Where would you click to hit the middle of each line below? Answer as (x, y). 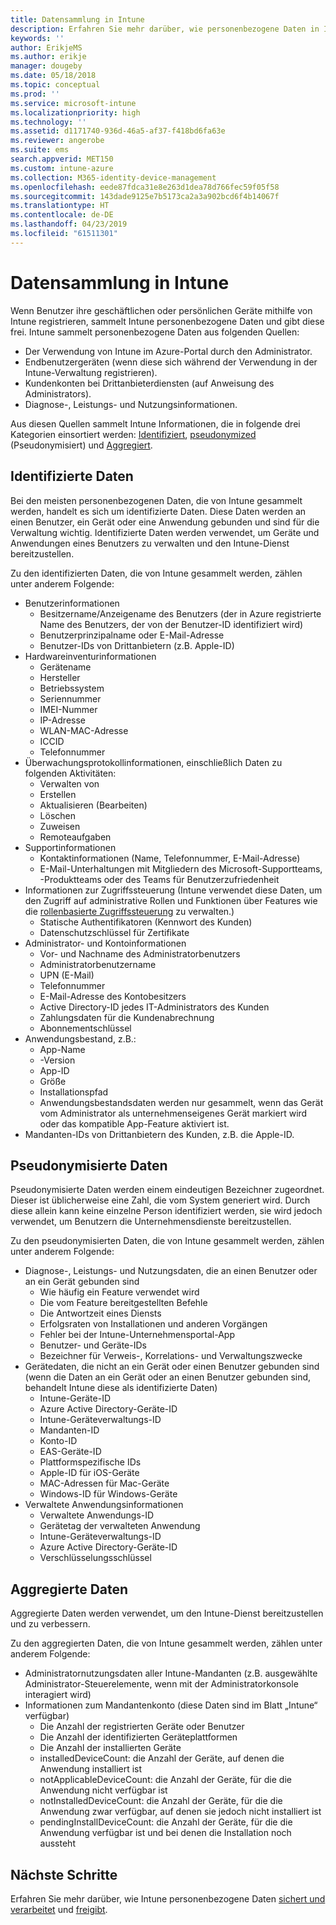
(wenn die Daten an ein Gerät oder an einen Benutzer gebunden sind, (168, 1377)
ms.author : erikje (48, 57)
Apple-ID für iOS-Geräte (89, 1473)
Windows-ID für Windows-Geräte (108, 1494)
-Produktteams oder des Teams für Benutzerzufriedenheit (159, 879)
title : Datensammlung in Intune (77, 19)
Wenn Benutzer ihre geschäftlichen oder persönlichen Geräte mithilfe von (161, 310)
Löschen (58, 815)
